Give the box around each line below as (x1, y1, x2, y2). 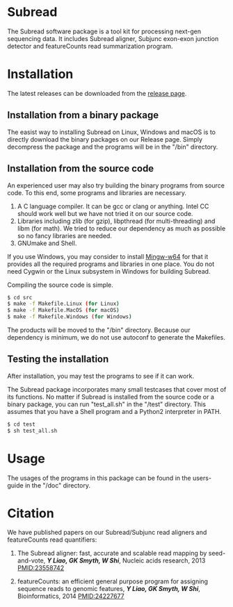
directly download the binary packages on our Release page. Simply (7, 135, 203, 143)
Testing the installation (7, 354, 109, 365)
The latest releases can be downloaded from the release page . (7, 89, 187, 97)
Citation (7, 505, 54, 521)
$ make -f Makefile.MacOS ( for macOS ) (7, 307, 120, 314)
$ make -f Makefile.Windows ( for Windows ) (7, 313, 132, 320)
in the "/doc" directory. (24, 481, 91, 490)
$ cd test (7, 421, 36, 428)
